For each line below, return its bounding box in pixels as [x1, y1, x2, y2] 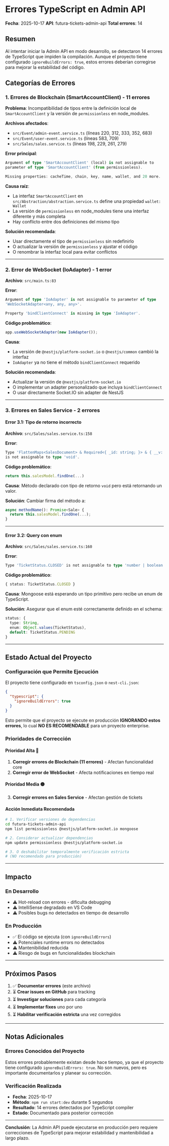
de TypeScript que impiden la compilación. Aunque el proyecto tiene [5, 53, 147, 59]
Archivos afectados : [5, 120, 49, 126]
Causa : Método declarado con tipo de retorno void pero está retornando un [5, 482, 162, 489]
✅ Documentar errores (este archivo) [12, 983, 91, 989]
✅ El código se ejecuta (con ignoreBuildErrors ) [12, 934, 112, 940]
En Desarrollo [5, 887, 39, 894]
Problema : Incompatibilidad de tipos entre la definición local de [5, 105, 137, 111]
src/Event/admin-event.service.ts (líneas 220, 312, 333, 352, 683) [12, 130, 152, 136]
